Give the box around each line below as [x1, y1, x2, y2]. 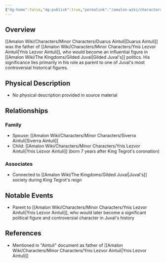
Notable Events [5, 191, 53, 200]
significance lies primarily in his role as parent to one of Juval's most [5, 60, 145, 66]
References [5, 229, 41, 237]
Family [5, 121, 22, 128]
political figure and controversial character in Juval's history [12, 215, 135, 221]
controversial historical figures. [5, 65, 68, 71]
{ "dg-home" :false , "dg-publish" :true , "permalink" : [5, 7, 110, 12]
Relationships [5, 107, 48, 115]
